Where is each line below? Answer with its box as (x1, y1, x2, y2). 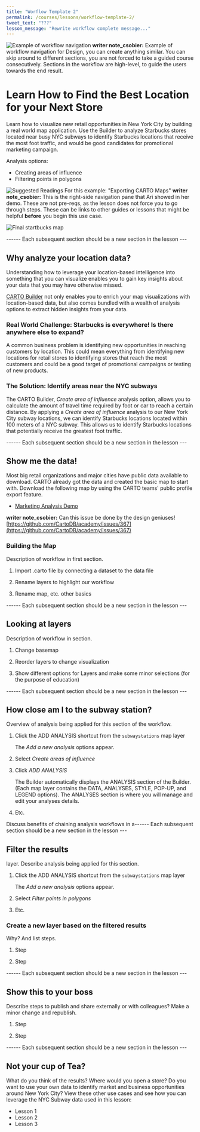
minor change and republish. (6, 1009, 77, 1016)
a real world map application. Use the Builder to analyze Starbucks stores (6, 127, 187, 134)
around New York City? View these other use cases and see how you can (6, 1090, 187, 1097)
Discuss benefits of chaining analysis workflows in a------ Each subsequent (6, 821, 193, 828)
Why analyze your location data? (6, 253, 131, 263)
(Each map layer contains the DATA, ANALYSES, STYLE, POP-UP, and (14, 785, 186, 792)
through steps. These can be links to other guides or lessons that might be (6, 206, 189, 213)
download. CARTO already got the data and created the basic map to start (6, 478, 189, 486)
